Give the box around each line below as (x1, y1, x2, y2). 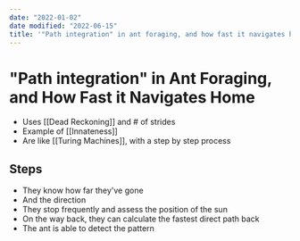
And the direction (21, 195, 87, 205)
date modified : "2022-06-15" (9, 21, 118, 30)
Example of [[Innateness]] (21, 126, 118, 137)
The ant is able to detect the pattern (21, 223, 154, 234)
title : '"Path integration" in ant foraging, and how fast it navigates (9, 29, 286, 38)
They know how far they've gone (21, 185, 145, 196)
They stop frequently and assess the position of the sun (21, 204, 228, 215)
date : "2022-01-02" (9, 12, 82, 22)
